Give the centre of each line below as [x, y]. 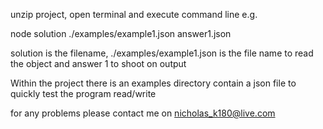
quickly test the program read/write [83, 93]
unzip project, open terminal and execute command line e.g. [134, 14]
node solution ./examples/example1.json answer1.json [121, 33]
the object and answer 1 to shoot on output [98, 63]
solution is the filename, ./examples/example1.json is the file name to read [162, 53]
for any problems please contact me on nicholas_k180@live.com [143, 113]
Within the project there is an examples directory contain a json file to [153, 83]
